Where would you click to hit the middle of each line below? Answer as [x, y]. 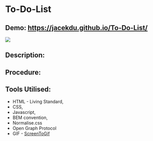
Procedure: [23, 72]
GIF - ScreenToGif [31, 133]
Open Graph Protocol [34, 128]
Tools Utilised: [28, 90]
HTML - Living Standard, [38, 101]
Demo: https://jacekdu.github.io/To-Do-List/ [76, 28]
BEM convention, [30, 117]
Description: [25, 55]
